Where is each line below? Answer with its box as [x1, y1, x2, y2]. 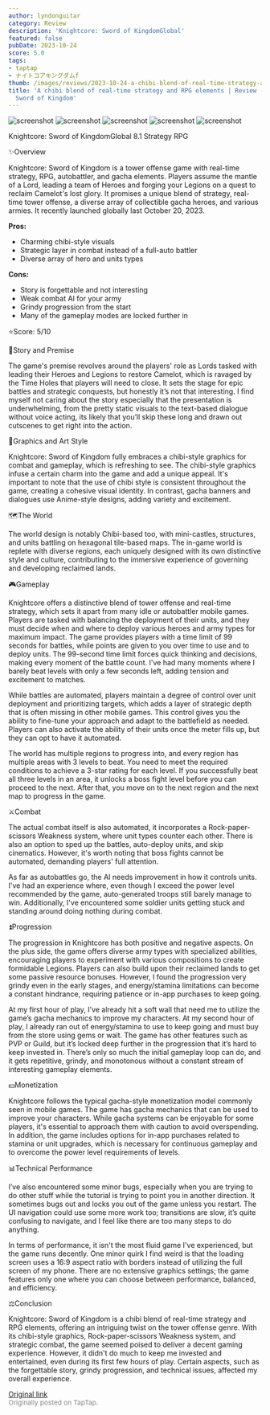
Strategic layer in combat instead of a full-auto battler [19, 246, 198, 256]
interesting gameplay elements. [8, 1065, 112, 1074]
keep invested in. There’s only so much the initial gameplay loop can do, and [8, 1048, 261, 1057]
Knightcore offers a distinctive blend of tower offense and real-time [8, 598, 231, 607]
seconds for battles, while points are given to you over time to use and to [8, 640, 250, 651]
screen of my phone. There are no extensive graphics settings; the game [8, 1266, 249, 1276]
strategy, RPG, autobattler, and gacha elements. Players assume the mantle [8, 172, 258, 182]
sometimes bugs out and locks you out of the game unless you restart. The [8, 1199, 257, 1209]
